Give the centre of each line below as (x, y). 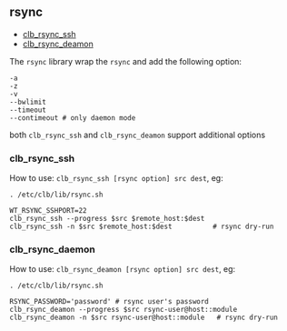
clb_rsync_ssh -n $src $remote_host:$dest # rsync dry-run (142, 227)
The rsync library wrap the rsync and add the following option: (126, 61)
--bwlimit (28, 102)
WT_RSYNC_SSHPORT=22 (49, 211)
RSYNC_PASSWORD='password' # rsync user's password (109, 302)
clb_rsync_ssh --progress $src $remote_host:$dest (107, 219)
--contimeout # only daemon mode (73, 118)
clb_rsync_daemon (52, 249)
